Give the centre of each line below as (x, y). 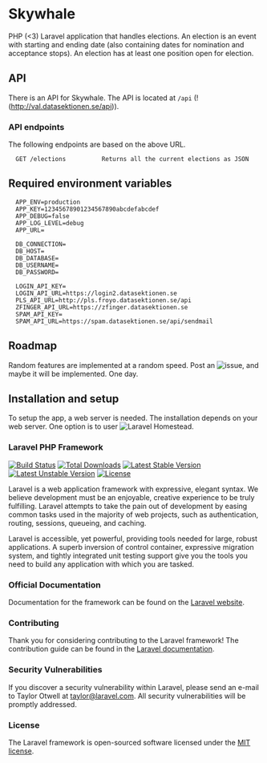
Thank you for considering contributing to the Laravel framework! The (123, 640)
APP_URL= (30, 230)
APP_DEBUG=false (42, 216)
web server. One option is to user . (101, 426)
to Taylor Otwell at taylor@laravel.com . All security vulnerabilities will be (127, 696)
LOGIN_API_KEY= (41, 286)
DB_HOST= (30, 251)
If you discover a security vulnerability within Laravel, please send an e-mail (133, 687)
